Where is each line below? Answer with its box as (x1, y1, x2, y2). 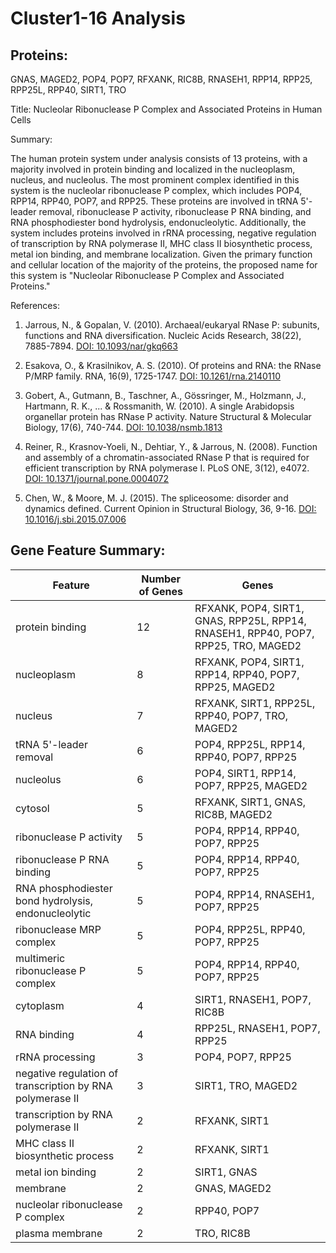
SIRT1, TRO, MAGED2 (194, 1078, 298, 1092)
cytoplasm (15, 998, 65, 1012)
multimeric (15, 951, 66, 965)
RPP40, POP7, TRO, (194, 708, 288, 722)
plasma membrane (15, 1226, 103, 1240)
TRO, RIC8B (194, 1226, 251, 1240)
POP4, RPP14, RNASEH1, (194, 887, 315, 901)
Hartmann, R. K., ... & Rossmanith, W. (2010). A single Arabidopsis (24, 400, 295, 412)
